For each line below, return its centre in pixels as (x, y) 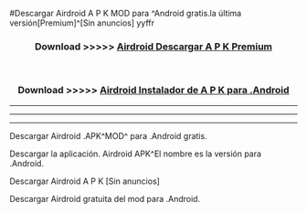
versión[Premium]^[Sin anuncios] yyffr (82, 23)
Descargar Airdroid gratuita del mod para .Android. (105, 198)
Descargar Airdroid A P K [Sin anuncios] (85, 181)
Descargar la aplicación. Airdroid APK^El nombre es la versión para (136, 154)
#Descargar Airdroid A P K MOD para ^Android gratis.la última (126, 13)
